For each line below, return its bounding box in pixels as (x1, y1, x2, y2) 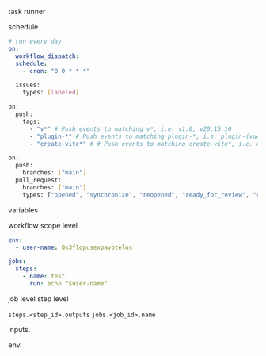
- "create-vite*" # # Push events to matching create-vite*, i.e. (28, 140, 253, 147)
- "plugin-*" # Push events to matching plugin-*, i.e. (28, 132, 218, 140)
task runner (8, 7, 46, 16)
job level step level (8, 293, 69, 304)
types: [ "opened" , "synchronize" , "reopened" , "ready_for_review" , (22, 190, 249, 199)
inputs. (8, 324, 31, 334)
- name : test (22, 273, 66, 281)
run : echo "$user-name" (28, 280, 108, 288)
